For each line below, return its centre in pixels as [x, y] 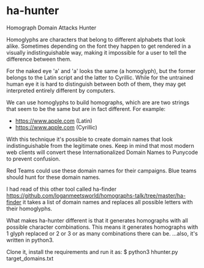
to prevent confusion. [33, 159]
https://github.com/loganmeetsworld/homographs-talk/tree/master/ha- [96, 195]
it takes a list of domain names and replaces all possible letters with [108, 202]
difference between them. [39, 59]
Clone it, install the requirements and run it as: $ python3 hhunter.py [92, 251]
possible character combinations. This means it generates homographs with [102, 227]
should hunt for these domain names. [54, 177]
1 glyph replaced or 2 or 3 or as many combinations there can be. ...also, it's [102, 233]
